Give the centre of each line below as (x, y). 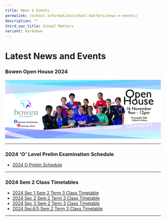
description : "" (22, 21)
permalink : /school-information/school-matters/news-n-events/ (72, 16)
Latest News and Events (56, 56)
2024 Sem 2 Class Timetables (42, 182)
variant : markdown (24, 31)
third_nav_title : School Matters (40, 26)
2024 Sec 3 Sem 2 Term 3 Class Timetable (56, 203)
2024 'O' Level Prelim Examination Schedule (60, 154)
